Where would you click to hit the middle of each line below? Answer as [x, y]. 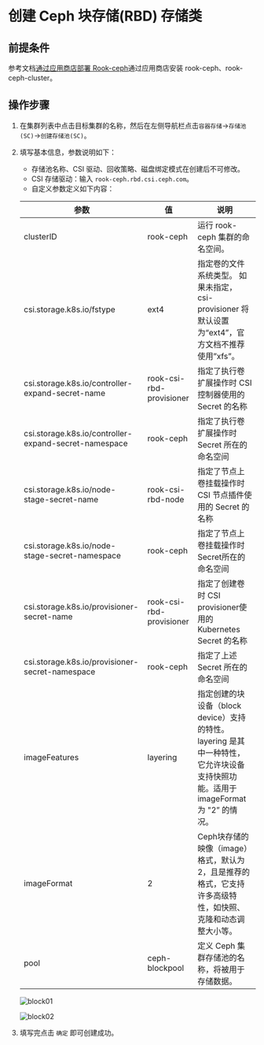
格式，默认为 [221, 860]
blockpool [166, 968]
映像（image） [225, 848]
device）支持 [222, 717]
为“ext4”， [217, 332]
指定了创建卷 [221, 584]
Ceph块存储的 [223, 836]
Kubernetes [219, 629]
